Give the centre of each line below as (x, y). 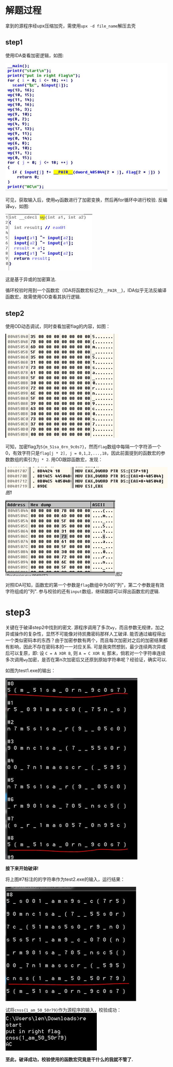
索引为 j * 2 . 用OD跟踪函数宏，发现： (63, 460)
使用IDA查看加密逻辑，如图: (35, 55)
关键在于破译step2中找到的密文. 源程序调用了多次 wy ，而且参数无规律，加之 (85, 627)
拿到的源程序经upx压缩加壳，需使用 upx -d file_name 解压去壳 (71, 26)
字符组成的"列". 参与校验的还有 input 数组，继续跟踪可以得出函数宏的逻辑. (83, 591)
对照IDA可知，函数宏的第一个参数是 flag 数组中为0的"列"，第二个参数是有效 (85, 585)
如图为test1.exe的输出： (30, 670)
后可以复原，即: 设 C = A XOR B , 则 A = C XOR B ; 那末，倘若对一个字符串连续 (85, 653)
